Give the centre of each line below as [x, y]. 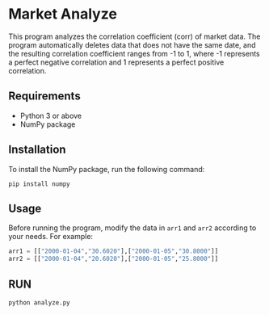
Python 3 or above [51, 115]
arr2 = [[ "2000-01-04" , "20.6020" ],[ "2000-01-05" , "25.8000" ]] [113, 259]
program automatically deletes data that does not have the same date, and [132, 44]
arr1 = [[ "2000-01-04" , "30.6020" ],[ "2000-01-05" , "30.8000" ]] [113, 251]
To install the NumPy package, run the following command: [107, 169]
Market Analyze [63, 14]
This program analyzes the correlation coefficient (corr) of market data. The [134, 36]
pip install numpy [39, 184]
